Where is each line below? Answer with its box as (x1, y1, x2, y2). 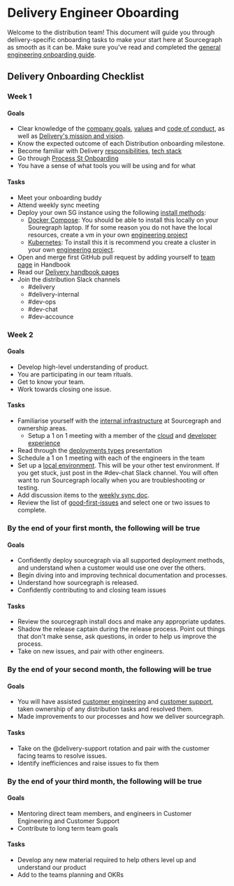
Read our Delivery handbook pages (17, 267, 119, 276)
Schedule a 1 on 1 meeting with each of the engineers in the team (17, 453, 205, 462)
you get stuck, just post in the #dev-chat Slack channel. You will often (17, 468, 219, 477)
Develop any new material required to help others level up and (17, 855, 197, 864)
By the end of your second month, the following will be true (7, 665, 212, 675)
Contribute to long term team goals (17, 824, 119, 832)
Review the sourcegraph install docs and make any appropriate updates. (17, 617, 226, 626)
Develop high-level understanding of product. (17, 363, 149, 371)
